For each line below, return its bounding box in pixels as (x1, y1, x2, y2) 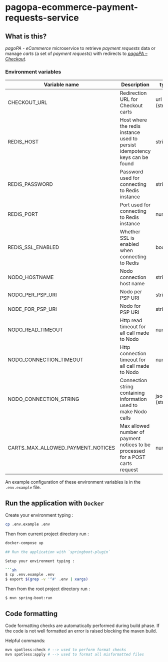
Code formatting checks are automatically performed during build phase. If (5, 623, 160, 629)
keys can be (119, 154, 148, 161)
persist (119, 141, 136, 148)
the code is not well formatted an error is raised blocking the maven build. (5, 628, 157, 634)
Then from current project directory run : (5, 531, 89, 537)
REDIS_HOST (7, 138, 39, 145)
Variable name (43, 81, 79, 88)
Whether (119, 228, 140, 235)
